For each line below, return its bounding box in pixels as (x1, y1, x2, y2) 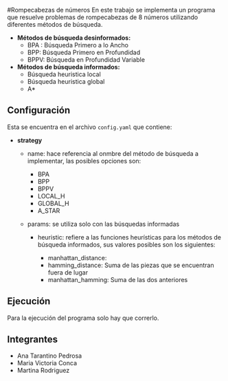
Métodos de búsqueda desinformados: (16, 34, 131, 42)
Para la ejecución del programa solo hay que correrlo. (7, 314, 159, 322)
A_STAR (37, 206, 60, 215)
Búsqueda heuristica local (27, 70, 101, 78)
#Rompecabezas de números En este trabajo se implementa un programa (7, 6, 216, 14)
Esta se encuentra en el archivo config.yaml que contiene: (7, 123, 172, 131)
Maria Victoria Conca (16, 359, 78, 367)
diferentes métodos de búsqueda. (7, 21, 103, 28)
